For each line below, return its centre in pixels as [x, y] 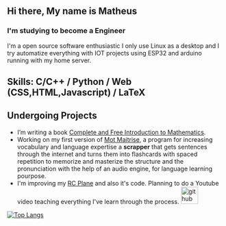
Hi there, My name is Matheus [72, 11]
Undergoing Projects [52, 116]
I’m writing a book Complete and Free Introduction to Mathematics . [111, 132]
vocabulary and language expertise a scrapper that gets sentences [112, 147]
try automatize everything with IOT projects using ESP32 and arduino [104, 53]
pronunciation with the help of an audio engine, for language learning [115, 168]
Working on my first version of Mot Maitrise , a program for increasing [115, 139]
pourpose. [32, 176]
